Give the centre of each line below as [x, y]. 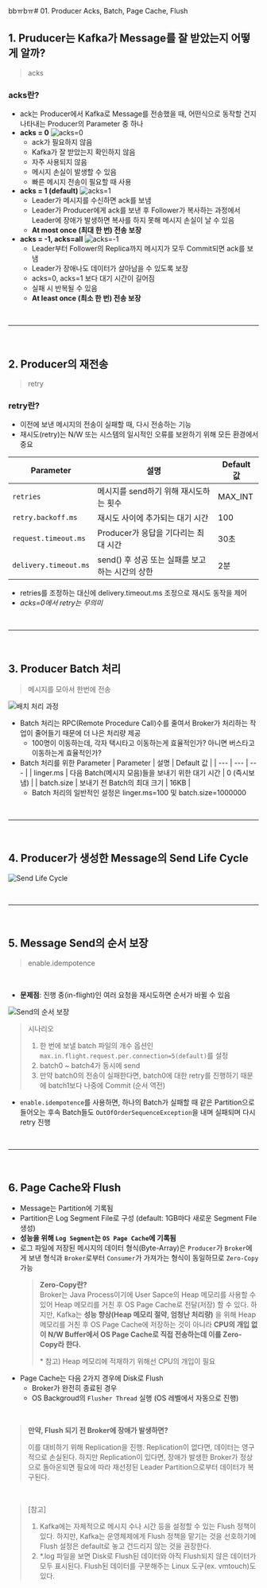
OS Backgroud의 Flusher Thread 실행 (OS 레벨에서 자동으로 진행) [135, 1398]
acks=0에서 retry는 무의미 [61, 603]
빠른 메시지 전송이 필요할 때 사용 [81, 182]
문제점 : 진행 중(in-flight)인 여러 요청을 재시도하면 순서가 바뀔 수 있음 [125, 995]
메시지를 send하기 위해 [138, 491]
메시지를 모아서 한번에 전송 [69, 689]
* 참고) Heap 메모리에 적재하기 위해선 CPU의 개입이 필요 [128, 1361]
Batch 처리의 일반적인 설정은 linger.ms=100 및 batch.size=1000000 [139, 793]
